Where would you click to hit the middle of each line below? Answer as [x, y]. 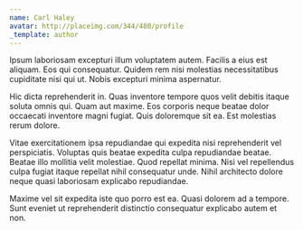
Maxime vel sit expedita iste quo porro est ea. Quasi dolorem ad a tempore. [149, 198]
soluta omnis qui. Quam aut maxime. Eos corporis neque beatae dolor [139, 106]
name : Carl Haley [42, 18]
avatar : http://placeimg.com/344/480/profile [96, 26]
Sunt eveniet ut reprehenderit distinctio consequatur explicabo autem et [143, 208]
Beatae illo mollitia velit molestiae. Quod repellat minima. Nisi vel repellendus [152, 162]
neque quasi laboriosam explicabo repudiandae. [99, 181]
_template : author [44, 34]
